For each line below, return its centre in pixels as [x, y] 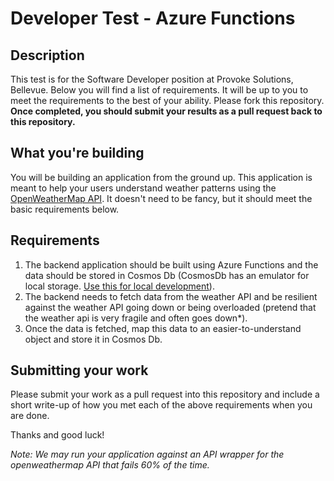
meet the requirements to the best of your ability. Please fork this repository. [167, 100]
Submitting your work [79, 370]
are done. [30, 416]
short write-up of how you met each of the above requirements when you [161, 405]
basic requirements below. [65, 209]
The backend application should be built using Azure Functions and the [171, 264]
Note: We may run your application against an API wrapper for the [147, 454]
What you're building [77, 153]
